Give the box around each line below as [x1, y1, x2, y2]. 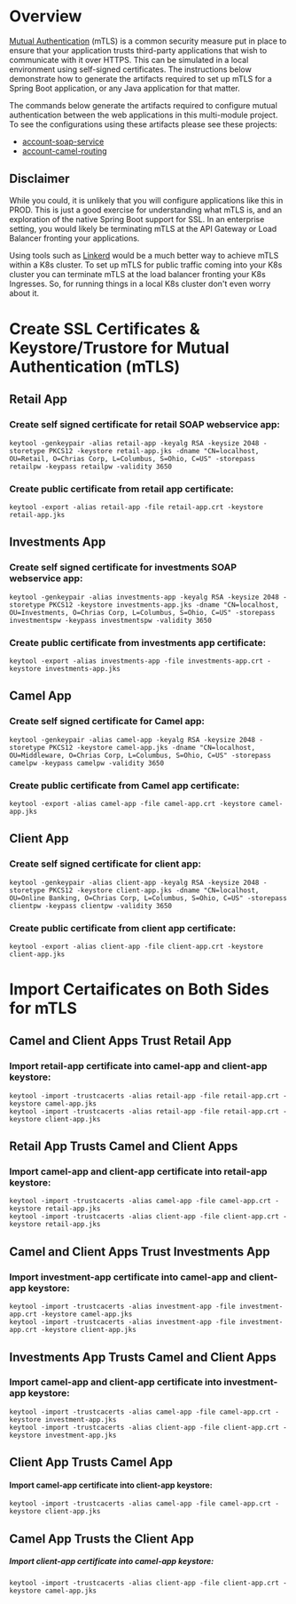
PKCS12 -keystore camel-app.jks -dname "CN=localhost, [48, 743, 255, 752]
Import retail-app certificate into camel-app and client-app [9, 1060, 268, 1073]
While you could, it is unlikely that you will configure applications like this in [9, 195, 284, 205]
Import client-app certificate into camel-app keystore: [9, 1556, 214, 1567]
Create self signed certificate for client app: [9, 858, 202, 870]
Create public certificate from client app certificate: [9, 922, 237, 934]
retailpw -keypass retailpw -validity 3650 [9, 462, 173, 471]
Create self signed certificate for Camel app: [9, 715, 206, 728]
